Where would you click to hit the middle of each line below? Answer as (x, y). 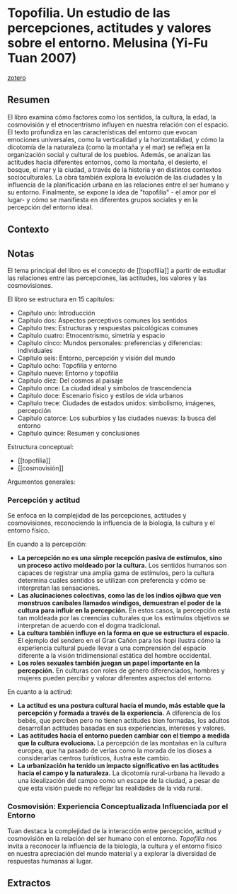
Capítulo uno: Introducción (56, 313)
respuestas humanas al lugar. (50, 861)
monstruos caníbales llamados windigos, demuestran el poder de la (119, 603)
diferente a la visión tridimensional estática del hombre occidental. (114, 656)
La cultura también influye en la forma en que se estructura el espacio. (123, 633)
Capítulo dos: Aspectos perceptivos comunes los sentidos (102, 320)
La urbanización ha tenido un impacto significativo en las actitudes (118, 766)
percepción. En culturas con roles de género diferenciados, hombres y (121, 670)
